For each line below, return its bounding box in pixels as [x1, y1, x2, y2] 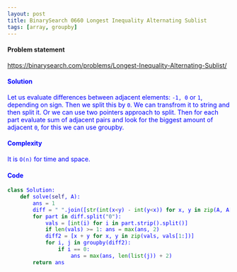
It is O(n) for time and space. [7, 155, 91, 163]
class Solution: [7, 187, 55, 194]
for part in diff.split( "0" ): [33, 213, 122, 220]
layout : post [7, 10, 46, 18]
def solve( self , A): [20, 194, 81, 201]
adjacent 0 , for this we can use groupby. [7, 123, 125, 131]
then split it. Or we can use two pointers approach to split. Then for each [7, 107, 219, 117]
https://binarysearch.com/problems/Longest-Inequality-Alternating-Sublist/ [7, 61, 228, 69]
